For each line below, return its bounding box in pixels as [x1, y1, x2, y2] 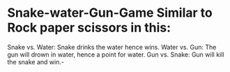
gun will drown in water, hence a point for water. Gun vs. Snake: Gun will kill [7, 50, 224, 59]
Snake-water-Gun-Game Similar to [7, 5, 213, 21]
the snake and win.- [7, 57, 65, 66]
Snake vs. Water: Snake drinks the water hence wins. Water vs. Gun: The [7, 43, 217, 51]
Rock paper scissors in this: [7, 20, 171, 36]
